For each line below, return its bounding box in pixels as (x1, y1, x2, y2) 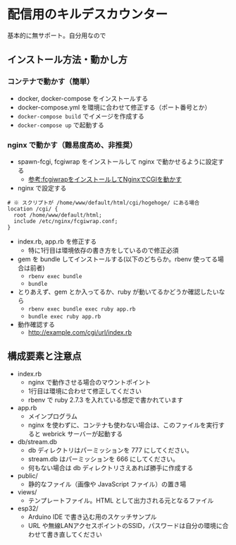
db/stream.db (17, 437, 58, 445)
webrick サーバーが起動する (42, 429, 123, 438)
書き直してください (46, 530, 102, 539)
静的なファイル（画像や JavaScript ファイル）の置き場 (27, 479, 187, 488)
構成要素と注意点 (7, 350, 82, 362)
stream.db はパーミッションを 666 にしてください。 (27, 455, 180, 463)
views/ (17, 488, 37, 496)
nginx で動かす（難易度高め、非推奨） (7, 140, 137, 150)
